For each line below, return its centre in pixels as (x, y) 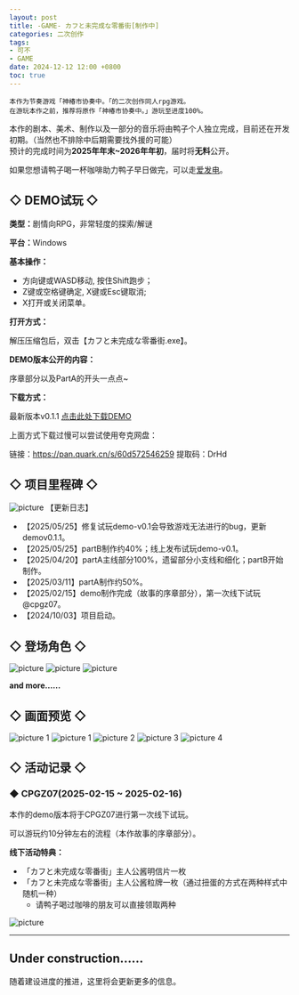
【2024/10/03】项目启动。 (71, 616)
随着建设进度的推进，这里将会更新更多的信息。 (95, 981)
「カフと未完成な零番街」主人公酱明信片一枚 (104, 871)
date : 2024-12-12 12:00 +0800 (65, 68)
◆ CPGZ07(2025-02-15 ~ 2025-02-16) (96, 794)
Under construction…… (77, 959)
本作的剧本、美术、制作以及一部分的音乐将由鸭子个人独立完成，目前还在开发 (149, 128)
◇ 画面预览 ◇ (48, 716)
